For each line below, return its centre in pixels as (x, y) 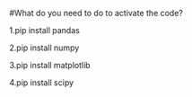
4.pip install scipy (42, 83)
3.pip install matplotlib (50, 65)
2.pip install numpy (44, 48)
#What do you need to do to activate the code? (96, 13)
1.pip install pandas (45, 30)
